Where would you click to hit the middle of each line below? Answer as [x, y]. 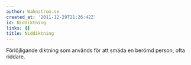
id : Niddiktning [26, 22]
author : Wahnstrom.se [33, 12]
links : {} [18, 28]
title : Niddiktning [30, 34]
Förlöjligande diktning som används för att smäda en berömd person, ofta [96, 50]
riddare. [16, 57]
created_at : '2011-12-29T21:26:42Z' [51, 17]
